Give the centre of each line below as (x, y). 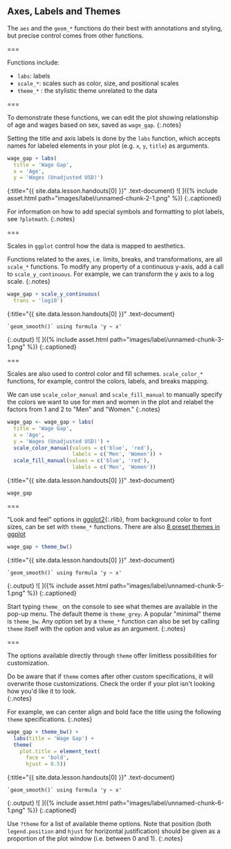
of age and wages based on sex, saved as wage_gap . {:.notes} (94, 125)
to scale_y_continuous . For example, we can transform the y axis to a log (111, 274)
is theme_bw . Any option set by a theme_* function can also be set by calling (113, 621)
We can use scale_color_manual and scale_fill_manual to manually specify (115, 395)
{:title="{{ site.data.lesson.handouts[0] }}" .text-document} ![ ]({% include (112, 191)
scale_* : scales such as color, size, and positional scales (98, 83)
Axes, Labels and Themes (64, 11)
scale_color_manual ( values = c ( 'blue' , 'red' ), (83, 448)
